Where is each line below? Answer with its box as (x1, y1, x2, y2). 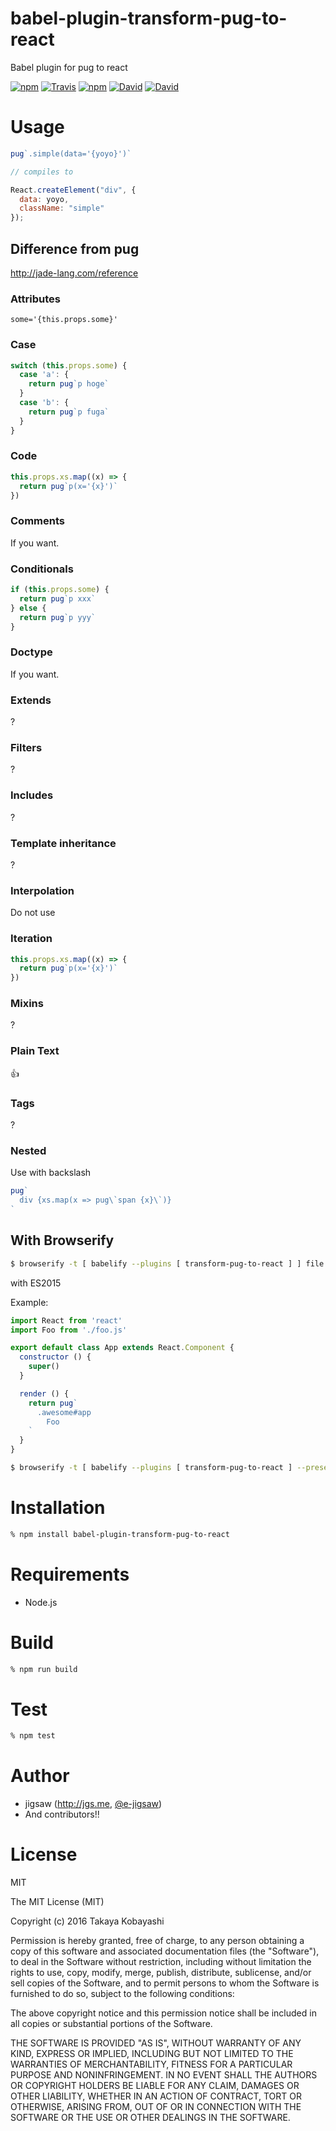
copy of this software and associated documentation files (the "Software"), (10, 1945, 320, 1957)
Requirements (10, 1563, 130, 1586)
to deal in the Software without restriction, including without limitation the (10, 1956, 312, 1968)
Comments (10, 514, 65, 528)
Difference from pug (10, 240, 140, 257)
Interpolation (10, 883, 75, 897)
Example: (10, 1296, 49, 1308)
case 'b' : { (19, 398, 70, 408)
